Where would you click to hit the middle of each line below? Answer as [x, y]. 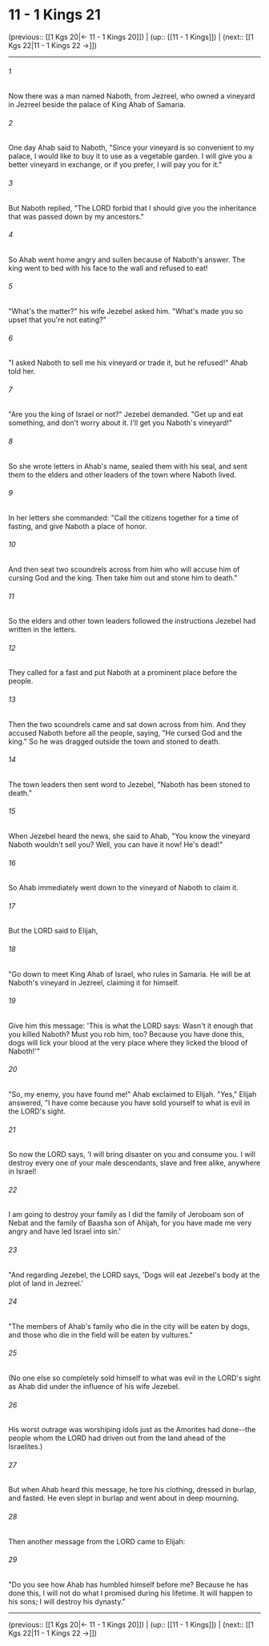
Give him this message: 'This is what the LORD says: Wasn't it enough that [131, 1026]
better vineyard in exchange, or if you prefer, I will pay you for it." [115, 165]
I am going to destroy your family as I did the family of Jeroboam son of [126, 1214]
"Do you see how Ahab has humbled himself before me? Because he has [128, 1584]
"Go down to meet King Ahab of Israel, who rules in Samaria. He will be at [129, 974]
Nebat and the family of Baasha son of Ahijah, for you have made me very [130, 1223]
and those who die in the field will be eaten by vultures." [101, 1335]
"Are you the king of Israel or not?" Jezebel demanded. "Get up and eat [126, 415]
